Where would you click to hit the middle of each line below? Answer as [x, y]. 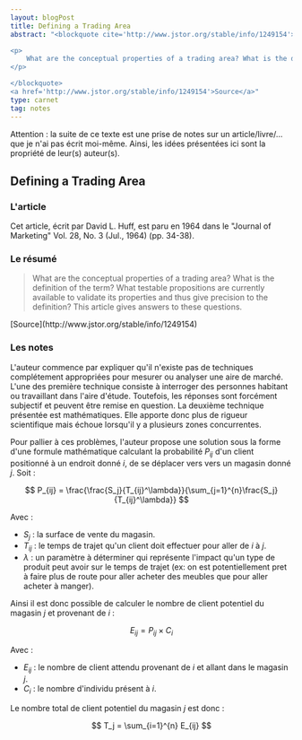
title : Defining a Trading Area [70, 26]
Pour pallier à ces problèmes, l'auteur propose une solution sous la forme [146, 441]
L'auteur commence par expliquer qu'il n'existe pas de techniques [132, 367]
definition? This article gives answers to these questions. [137, 307]
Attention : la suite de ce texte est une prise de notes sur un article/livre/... [147, 134]
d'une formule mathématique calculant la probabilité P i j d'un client [132, 452]
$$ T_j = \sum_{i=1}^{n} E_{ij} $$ [151, 725]
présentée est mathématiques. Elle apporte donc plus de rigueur [129, 414]
